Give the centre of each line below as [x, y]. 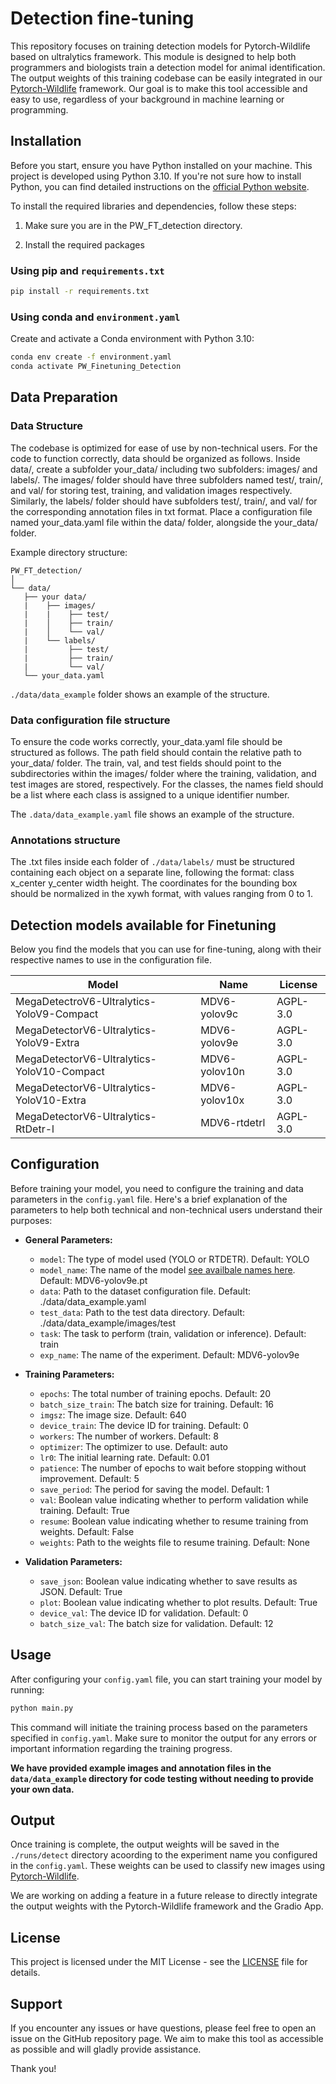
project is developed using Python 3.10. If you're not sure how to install [156, 176]
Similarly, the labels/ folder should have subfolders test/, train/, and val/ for [164, 501]
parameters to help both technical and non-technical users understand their [166, 1209]
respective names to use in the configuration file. [111, 960]
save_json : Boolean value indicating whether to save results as [168, 1581]
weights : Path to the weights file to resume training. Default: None [174, 1542]
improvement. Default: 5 [89, 1478]
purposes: [31, 1220]
